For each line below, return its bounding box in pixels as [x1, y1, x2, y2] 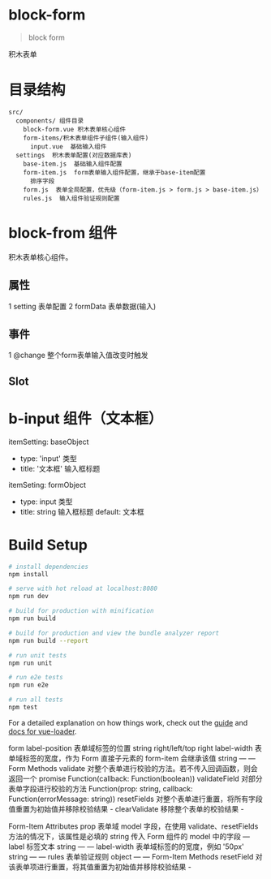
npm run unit [8, 659, 53, 667]
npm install [8, 570, 49, 578]
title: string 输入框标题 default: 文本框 [19, 506, 144, 516]
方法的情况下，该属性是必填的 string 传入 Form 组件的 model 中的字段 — [8, 831, 250, 841]
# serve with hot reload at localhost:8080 [8, 584, 158, 593]
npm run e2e [8, 681, 49, 689]
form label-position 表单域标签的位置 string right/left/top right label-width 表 [8, 743, 262, 752]
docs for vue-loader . [8, 726, 77, 736]
